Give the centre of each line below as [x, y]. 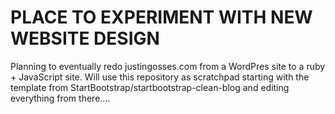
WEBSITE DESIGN [85, 38]
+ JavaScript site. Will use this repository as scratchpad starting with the [160, 77]
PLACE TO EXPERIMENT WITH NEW [161, 17]
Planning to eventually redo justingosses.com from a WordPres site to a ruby [168, 66]
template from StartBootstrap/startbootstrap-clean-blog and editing [150, 87]
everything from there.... [60, 98]
